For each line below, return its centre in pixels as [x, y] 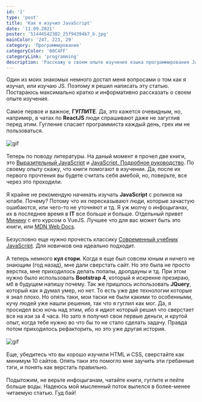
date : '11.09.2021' [31, 29]
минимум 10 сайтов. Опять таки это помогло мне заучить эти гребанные [100, 360]
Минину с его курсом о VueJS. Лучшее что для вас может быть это [93, 220]
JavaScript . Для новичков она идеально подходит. [71, 246]
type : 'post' [23, 17]
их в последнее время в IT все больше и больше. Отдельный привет [95, 214]
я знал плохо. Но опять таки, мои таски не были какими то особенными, [99, 297]
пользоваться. [25, 131]
